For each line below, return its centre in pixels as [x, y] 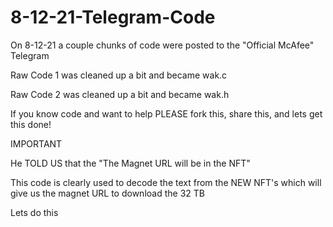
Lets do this [34, 212]
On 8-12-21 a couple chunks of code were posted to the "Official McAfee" [162, 45]
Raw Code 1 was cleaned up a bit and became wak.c [119, 75]
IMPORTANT [36, 143]
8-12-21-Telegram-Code [113, 17]
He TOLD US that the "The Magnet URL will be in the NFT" [130, 163]
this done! [31, 124]
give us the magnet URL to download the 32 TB [107, 193]
